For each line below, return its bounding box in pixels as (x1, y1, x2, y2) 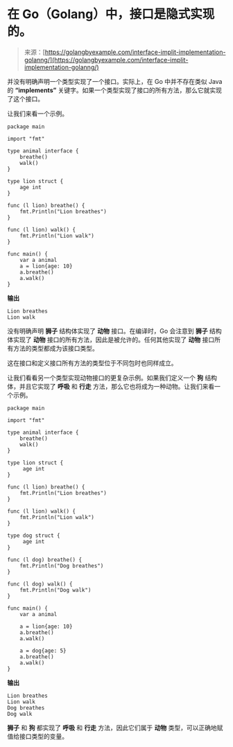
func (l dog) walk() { (7, 580, 73, 588)
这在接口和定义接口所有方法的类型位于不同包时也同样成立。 (7, 358, 178, 367)
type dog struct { (7, 531, 60, 539)
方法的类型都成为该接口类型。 (12, 344, 98, 352)
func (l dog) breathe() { (7, 556, 82, 563)
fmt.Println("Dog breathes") (19, 562, 104, 569)
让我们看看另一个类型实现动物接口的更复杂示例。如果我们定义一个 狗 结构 (7, 373, 217, 382)
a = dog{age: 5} (19, 647, 67, 654)
